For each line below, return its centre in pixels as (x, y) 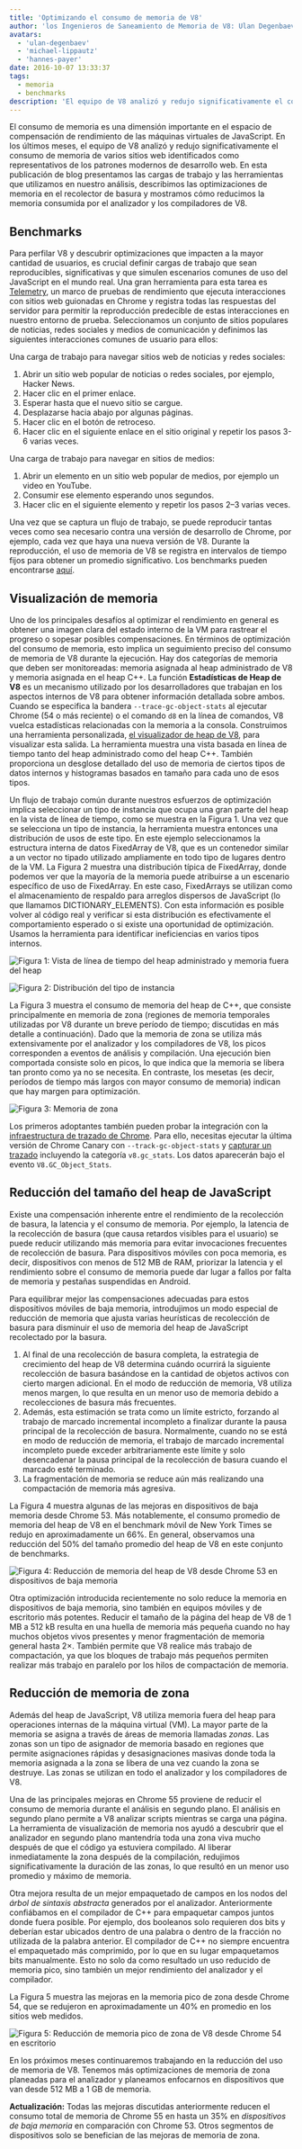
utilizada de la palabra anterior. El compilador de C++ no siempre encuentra (150, 1941)
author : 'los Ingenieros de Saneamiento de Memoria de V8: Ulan (132, 26)
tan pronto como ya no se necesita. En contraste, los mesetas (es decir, (142, 1072)
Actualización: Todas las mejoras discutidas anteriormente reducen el (140, 2106)
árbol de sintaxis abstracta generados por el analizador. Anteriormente (141, 1902)
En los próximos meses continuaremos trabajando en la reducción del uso (146, 2060)
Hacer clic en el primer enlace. (79, 393)
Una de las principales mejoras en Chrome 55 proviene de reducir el (136, 1799)
